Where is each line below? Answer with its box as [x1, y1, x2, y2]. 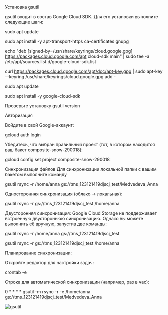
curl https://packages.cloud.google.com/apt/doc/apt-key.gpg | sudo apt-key [5, 68, 163, 74]
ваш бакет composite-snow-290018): [5, 147, 83, 153]
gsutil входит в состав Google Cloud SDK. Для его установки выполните [5, 14, 158, 19]
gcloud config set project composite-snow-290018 [5, 157, 110, 162]
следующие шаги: [5, 19, 44, 25]
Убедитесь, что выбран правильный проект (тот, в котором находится [5, 142, 155, 147]
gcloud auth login [5, 132, 41, 138]
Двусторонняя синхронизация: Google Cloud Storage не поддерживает [5, 210, 157, 216]
